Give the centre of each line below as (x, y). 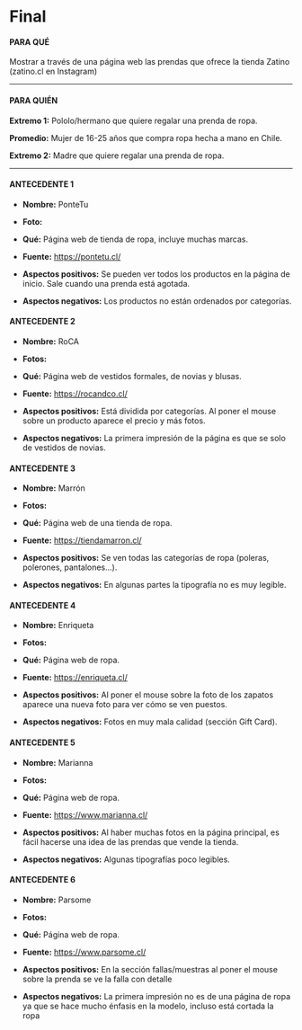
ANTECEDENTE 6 (43, 880)
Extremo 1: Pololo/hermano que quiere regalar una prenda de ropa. (133, 120)
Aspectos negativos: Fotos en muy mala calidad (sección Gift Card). (150, 722)
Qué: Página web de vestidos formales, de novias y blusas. (132, 376)
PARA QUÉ (29, 41)
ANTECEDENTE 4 (43, 605)
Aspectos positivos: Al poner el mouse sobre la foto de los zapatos (148, 695)
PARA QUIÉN (34, 100)
